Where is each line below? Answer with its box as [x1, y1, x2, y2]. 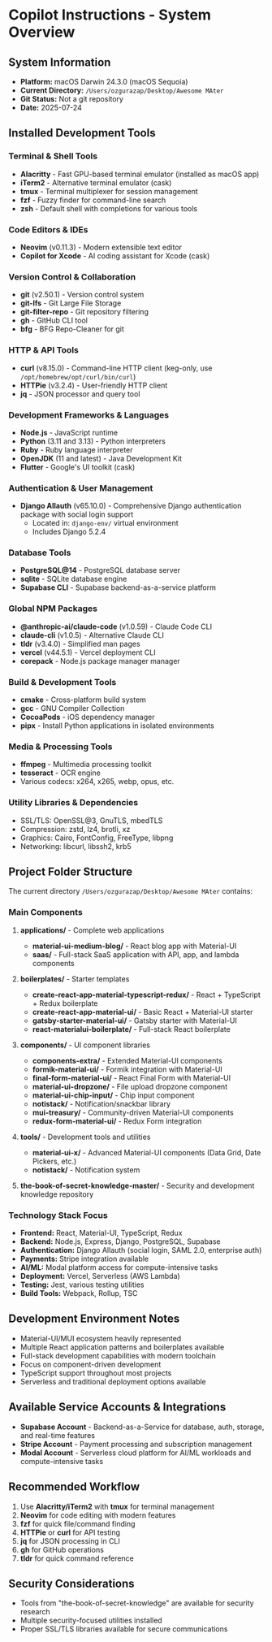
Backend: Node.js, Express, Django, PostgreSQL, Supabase [19, 1237, 221, 1246]
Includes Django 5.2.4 [32, 526, 106, 537]
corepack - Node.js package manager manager [19, 656, 180, 665]
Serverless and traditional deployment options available [19, 1376, 207, 1386]
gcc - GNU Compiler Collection [19, 704, 125, 713]
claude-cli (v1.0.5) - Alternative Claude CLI [19, 630, 165, 639]
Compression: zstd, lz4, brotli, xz [19, 824, 131, 834]
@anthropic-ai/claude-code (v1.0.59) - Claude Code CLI [19, 622, 213, 631]
